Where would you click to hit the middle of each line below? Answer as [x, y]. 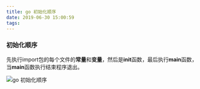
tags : [13, 23]
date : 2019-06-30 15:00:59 [40, 17]
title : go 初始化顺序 [31, 12]
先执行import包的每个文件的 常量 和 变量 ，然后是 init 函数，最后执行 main [94, 59]
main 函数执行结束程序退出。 [47, 67]
